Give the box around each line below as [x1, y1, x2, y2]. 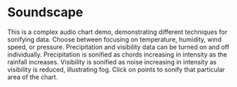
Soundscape [7, 4, 83, 21]
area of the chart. [7, 72, 58, 81]
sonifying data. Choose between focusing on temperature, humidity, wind [7, 35, 221, 43]
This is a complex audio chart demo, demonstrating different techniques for [7, 28, 228, 36]
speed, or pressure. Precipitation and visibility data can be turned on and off [7, 42, 230, 51]
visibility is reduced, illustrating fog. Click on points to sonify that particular [7, 65, 225, 74]
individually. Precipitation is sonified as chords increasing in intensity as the [7, 50, 228, 59]
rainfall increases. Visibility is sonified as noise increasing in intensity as [7, 57, 217, 66]
